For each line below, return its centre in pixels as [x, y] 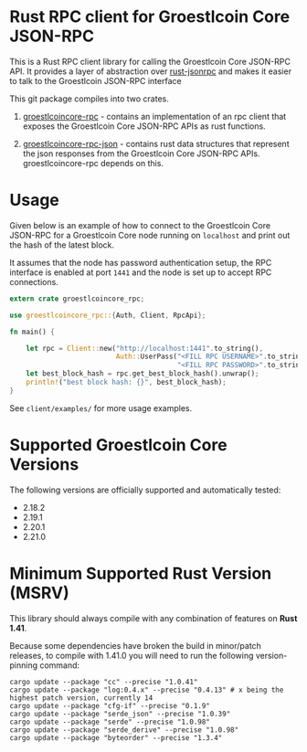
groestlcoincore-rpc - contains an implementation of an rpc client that [154, 116]
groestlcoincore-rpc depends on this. [93, 163]
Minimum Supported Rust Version [141, 573]
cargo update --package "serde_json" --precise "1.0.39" [120, 714]
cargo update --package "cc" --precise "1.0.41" [104, 682]
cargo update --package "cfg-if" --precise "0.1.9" [110, 705]
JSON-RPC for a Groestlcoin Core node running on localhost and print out [150, 235]
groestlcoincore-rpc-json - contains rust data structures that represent [156, 143]
